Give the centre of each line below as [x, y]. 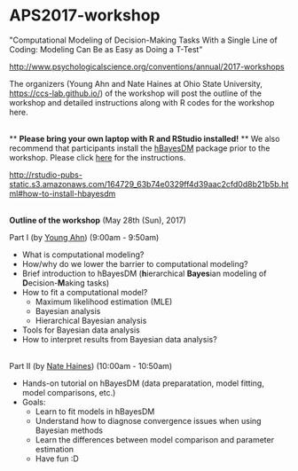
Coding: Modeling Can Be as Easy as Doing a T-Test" [106, 49]
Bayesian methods [69, 430]
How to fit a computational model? [85, 292]
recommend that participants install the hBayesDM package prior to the [140, 148]
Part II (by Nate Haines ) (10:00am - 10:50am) [91, 365]
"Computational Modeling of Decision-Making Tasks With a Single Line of [143, 40]
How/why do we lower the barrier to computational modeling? [135, 263]
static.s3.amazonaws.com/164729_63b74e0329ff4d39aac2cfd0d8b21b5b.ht [149, 184]
